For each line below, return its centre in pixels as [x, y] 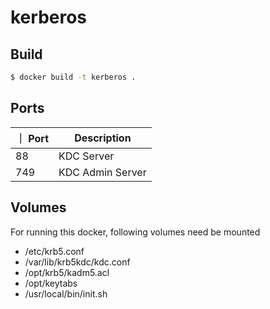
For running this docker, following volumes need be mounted [135, 232]
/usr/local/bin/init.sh [66, 293]
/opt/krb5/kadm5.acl [67, 272]
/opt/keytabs [51, 283]
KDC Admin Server [102, 172]
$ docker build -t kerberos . [73, 77]
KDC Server [86, 156]
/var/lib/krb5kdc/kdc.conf [77, 262]
